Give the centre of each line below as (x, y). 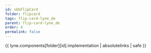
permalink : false (23, 32)
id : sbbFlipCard (22, 9)
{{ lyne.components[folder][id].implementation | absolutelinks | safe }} (76, 46)
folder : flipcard (23, 14)
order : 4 (14, 27)
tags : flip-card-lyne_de (30, 18)
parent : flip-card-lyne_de (32, 23)
